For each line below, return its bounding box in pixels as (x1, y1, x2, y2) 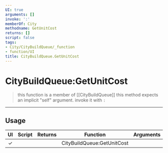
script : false (5, 35, 35, 40)
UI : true (5, 7, 23, 12)
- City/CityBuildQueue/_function (5, 44, 75, 49)
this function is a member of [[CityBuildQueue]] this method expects (17, 92, 158, 98)
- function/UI (5, 49, 35, 54)
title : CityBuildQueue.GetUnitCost (5, 53, 79, 59)
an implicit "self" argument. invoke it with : (17, 97, 106, 103)
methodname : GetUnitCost (5, 26, 57, 31)
